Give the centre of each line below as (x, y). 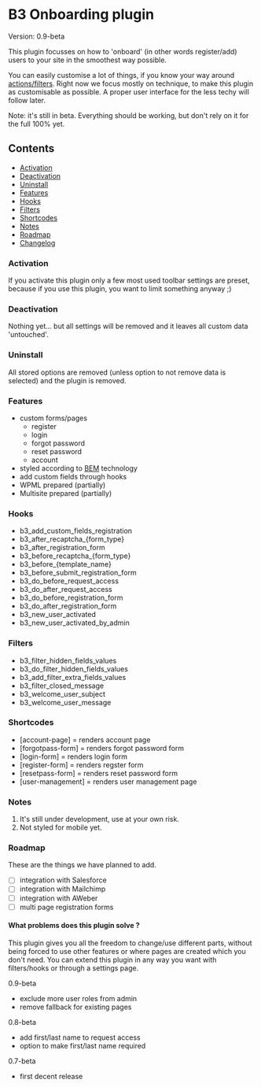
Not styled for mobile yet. (61, 827)
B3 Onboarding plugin (81, 15)
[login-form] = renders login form (74, 756)
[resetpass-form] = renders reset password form (99, 773)
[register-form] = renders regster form (81, 764)
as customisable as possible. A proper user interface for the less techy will (129, 91)
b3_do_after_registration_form (68, 606)
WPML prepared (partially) (62, 485)
